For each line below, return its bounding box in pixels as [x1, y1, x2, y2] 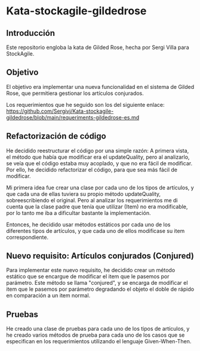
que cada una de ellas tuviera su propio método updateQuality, [6, 190, 161, 198]
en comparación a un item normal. [6, 292, 91, 299]
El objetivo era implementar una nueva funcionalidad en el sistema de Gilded [6, 83, 195, 90]
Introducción [6, 28, 56, 38]
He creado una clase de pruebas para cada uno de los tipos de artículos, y [6, 325, 190, 332]
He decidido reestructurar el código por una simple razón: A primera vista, [6, 147, 189, 154]
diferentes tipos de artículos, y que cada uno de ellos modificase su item [6, 227, 185, 234]
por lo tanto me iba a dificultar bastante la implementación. [6, 209, 151, 216]
